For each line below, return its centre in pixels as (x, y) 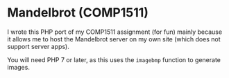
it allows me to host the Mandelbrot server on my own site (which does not (114, 39)
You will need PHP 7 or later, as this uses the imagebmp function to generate (114, 59)
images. (18, 67)
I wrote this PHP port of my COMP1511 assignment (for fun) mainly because (115, 32)
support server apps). (38, 46)
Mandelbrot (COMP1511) (78, 13)
